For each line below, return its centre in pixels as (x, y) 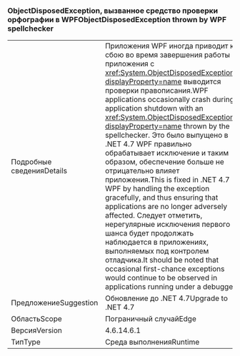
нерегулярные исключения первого (167, 225)
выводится (202, 82)
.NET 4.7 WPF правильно (148, 144)
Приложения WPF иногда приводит (166, 46)
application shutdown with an (154, 108)
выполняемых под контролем (157, 251)
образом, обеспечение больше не (165, 162)
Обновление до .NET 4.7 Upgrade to (166, 298)
